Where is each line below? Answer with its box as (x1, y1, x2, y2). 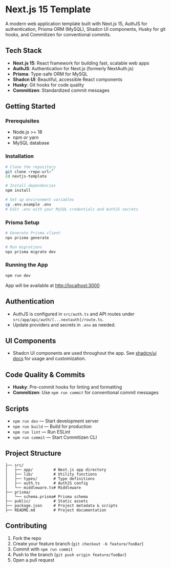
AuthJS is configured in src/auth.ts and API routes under (12, 311, 135, 317)
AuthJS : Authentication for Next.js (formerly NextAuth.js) (12, 65, 134, 71)
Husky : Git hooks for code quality (12, 82, 84, 88)
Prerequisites (5, 117, 39, 125)
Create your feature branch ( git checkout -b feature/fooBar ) (12, 540, 144, 546)
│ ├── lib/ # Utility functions (5, 472, 97, 477)
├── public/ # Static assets (5, 498, 88, 503)
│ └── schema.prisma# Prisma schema (5, 494, 88, 499)
